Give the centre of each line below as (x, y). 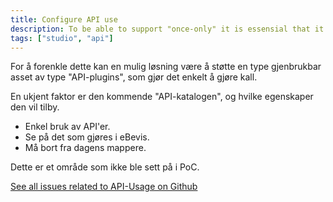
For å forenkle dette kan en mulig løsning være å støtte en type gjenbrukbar (166, 67)
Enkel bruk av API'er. (67, 127)
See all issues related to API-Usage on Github (104, 187)
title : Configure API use (64, 19)
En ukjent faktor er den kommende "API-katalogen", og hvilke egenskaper (162, 97)
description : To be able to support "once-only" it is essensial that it (167, 29)
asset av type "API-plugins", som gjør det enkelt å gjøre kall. (134, 77)
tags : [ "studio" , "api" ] (62, 38)
